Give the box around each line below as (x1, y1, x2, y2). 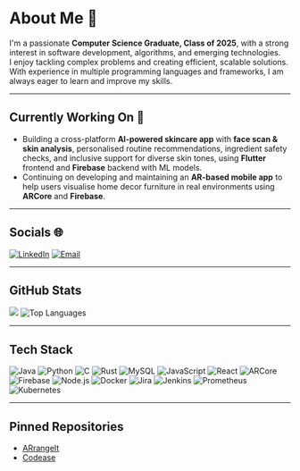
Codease (21, 452, 56, 463)
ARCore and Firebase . (21, 190, 105, 201)
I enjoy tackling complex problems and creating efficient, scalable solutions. (9, 56, 288, 67)
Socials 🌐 (9, 225, 64, 240)
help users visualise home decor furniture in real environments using (21, 181, 275, 191)
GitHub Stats (9, 282, 82, 298)
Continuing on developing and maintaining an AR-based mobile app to (21, 172, 283, 182)
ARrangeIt (21, 442, 60, 453)
